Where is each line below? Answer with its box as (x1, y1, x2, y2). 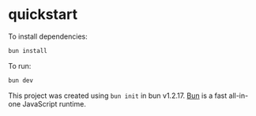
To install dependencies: (8, 32, 88, 41)
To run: (8, 61, 32, 70)
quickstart (8, 6, 77, 24)
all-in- (228, 91, 249, 100)
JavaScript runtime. (22, 99, 87, 108)
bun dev (8, 77, 34, 84)
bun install (8, 47, 47, 54)
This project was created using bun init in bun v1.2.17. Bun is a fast (8, 91, 228, 100)
